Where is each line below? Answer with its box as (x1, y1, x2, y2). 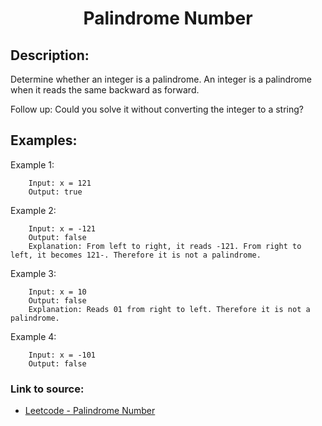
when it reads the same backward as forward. (10, 84, 200, 96)
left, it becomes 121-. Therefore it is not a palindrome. (10, 250, 262, 260)
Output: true (28, 187, 83, 197)
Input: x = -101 (28, 350, 97, 360)
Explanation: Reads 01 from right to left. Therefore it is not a (28, 304, 311, 314)
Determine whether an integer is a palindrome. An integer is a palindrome (10, 73, 313, 85)
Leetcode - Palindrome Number (24, 405, 156, 417)
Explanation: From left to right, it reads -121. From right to (28, 241, 302, 251)
